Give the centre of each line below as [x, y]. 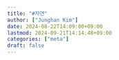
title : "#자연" [28, 13]
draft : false [26, 46]
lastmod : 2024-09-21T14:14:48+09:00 [60, 33]
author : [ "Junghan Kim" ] [43, 20]
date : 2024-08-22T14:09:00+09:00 [55, 26]
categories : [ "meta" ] [38, 39]
